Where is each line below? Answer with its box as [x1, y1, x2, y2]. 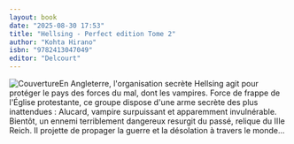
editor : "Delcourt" [9, 54, 81, 63]
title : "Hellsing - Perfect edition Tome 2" [9, 29, 176, 38]
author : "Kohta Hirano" [9, 37, 97, 47]
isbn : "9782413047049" [9, 46, 93, 55]
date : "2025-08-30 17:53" [9, 21, 104, 30]
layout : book [9, 12, 58, 22]
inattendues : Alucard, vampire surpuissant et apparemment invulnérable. [9, 107, 277, 117]
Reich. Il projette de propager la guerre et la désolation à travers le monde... [9, 125, 285, 135]
